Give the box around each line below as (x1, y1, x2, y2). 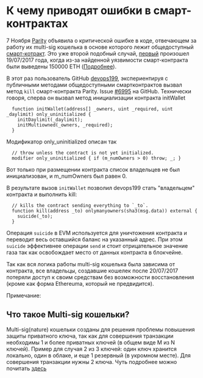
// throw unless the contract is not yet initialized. (12, 150, 154, 156)
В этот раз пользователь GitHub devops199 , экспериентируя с (6, 75, 169, 82)
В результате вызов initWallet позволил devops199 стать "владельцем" (6, 184, 195, 191)
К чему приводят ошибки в (6, 4, 151, 18)
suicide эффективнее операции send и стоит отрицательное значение (6, 242, 188, 249)
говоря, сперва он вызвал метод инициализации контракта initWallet (6, 94, 186, 101)
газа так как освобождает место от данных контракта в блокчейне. (6, 249, 183, 256)
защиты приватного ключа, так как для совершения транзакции (6, 332, 174, 340)
